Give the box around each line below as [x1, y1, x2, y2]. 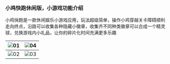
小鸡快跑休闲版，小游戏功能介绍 [5, 4, 84, 11]
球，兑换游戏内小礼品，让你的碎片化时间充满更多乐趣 [5, 29, 117, 36]
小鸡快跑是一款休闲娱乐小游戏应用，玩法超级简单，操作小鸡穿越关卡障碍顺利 [5, 17, 165, 23]
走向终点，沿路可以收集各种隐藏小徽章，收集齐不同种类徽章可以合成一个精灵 [5, 23, 165, 29]
